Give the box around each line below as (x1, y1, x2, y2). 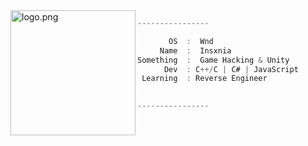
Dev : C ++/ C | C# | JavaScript (163, 64, 299, 74)
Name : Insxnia (159, 45, 232, 56)
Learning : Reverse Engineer (141, 74, 268, 84)
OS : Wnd (168, 36, 214, 46)
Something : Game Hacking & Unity (137, 55, 290, 65)
